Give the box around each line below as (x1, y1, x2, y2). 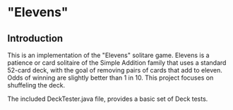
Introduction (7, 32, 64, 44)
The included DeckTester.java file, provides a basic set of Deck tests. (7, 94, 208, 103)
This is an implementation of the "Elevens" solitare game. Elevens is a (7, 51, 210, 59)
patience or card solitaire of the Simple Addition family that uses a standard (7, 59, 227, 67)
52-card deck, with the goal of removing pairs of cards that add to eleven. (7, 66, 222, 74)
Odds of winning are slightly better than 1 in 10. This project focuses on (7, 73, 214, 82)
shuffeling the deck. (7, 81, 66, 89)
